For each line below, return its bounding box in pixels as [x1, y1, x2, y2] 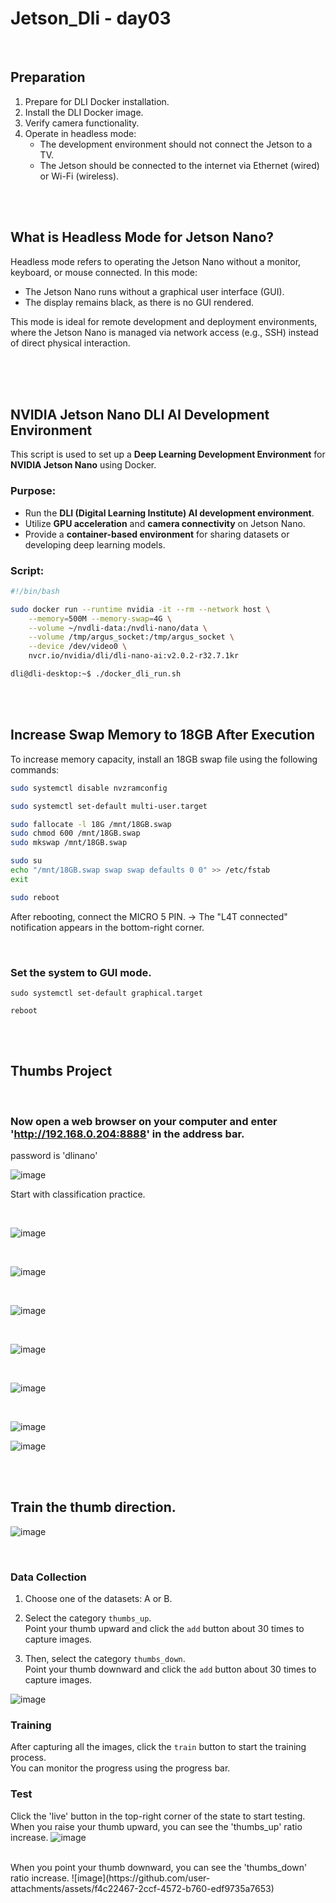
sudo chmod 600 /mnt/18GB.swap [10, 828, 141, 839]
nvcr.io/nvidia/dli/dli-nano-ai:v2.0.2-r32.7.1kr [28, 651, 240, 661]
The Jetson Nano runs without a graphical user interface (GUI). [24, 285, 285, 297]
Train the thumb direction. [10, 1499, 177, 1516]
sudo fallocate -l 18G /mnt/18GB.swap [10, 819, 172, 829]
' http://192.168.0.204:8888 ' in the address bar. [10, 1127, 245, 1141]
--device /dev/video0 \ [28, 642, 128, 652]
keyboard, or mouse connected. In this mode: [10, 266, 198, 278]
